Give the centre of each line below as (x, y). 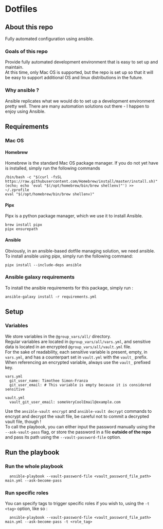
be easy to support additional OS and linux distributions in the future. (74, 78)
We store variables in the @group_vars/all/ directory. (58, 336)
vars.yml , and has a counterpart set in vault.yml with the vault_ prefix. (76, 357)
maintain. (14, 67)
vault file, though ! (23, 422)
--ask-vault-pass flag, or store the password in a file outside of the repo (78, 432)
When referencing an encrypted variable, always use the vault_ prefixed (78, 362)
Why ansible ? (22, 90)
